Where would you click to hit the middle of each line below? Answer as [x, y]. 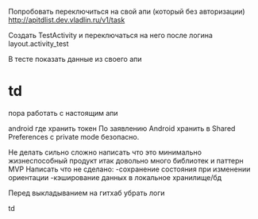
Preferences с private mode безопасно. [74, 136]
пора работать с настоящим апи [63, 113]
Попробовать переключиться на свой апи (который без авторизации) [127, 12]
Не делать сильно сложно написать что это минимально [105, 152]
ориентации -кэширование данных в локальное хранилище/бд [115, 177]
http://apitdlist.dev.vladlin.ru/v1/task [67, 20]
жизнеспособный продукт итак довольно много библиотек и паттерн [126, 160]
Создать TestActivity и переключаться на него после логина [110, 35]
